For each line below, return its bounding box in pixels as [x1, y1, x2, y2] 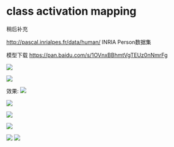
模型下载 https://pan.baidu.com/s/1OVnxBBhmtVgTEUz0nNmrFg [6, 51, 168, 59]
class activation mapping [6, 4, 137, 18]
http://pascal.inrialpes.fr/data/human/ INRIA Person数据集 [6, 38, 151, 45]
